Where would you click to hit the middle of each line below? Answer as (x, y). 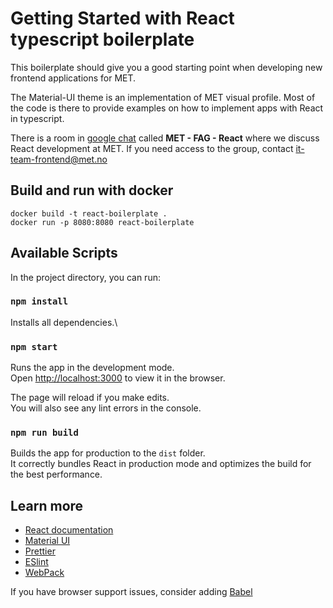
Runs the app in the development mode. (92, 368)
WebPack (44, 573)
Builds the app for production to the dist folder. (108, 453)
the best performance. (56, 474)
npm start (34, 346)
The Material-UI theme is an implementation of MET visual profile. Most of (163, 97)
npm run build (44, 433)
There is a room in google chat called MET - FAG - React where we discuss (165, 138)
